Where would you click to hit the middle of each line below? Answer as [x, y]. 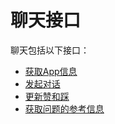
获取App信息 [51, 71]
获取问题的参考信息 [64, 108]
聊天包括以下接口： [50, 50]
